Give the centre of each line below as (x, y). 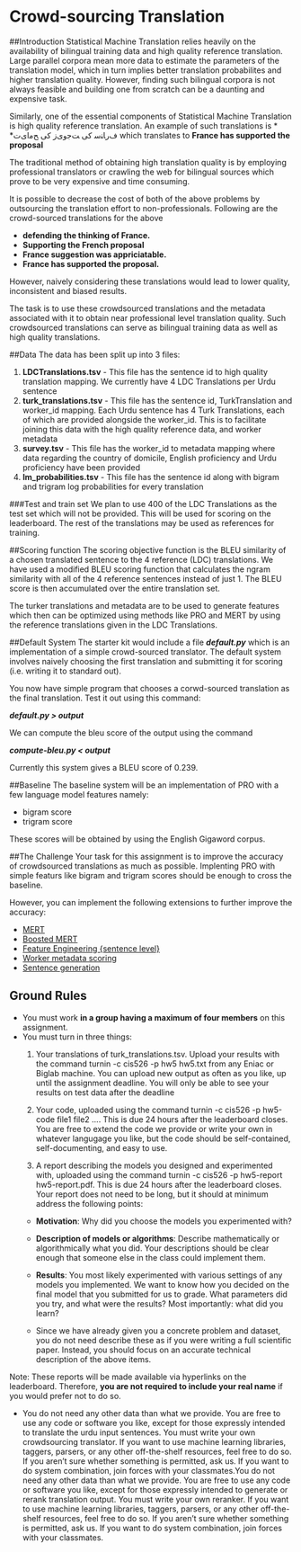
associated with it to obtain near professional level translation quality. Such (148, 317)
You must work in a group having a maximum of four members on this (154, 1017)
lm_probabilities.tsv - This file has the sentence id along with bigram (151, 477)
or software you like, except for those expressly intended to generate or (155, 1489)
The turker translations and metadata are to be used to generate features (145, 605)
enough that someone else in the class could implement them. (151, 1257)
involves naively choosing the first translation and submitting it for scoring (146, 661)
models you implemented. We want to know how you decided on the (163, 1284)
